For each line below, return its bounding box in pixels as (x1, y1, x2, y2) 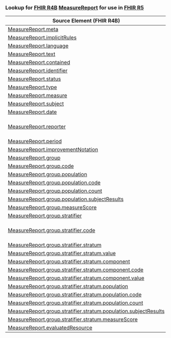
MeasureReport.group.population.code (8, 179, 101, 186)
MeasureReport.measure (8, 92, 67, 99)
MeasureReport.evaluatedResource (8, 324, 93, 331)
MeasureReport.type (8, 83, 58, 91)
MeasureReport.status (8, 75, 61, 82)
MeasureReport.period (8, 138, 62, 145)
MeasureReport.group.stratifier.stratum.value (8, 250, 116, 257)
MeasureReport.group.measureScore (8, 204, 97, 211)
